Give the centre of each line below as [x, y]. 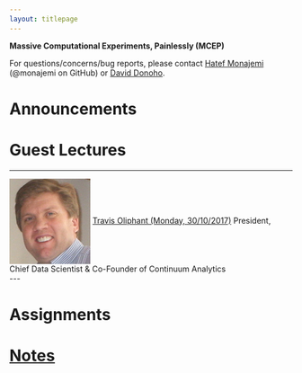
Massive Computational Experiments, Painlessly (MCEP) [117, 46]
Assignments [60, 314]
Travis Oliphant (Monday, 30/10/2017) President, [182, 220]
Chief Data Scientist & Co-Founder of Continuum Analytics [118, 269]
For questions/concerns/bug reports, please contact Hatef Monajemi [137, 63]
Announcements [73, 109]
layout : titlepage [44, 19]
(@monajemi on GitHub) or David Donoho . [87, 73]
